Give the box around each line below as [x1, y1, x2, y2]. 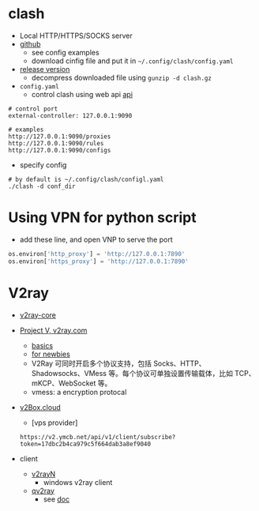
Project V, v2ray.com [19, 325, 88, 335]
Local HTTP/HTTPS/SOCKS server [19, 31, 133, 40]
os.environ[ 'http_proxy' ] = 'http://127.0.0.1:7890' [8, 250, 186, 257]
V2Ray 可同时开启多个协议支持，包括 [31, 359, 152, 368]
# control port [8, 104, 58, 113]
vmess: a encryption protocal [31, 387, 127, 396]
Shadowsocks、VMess [31, 368, 107, 378]
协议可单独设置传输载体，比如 [135, 368, 233, 378]
